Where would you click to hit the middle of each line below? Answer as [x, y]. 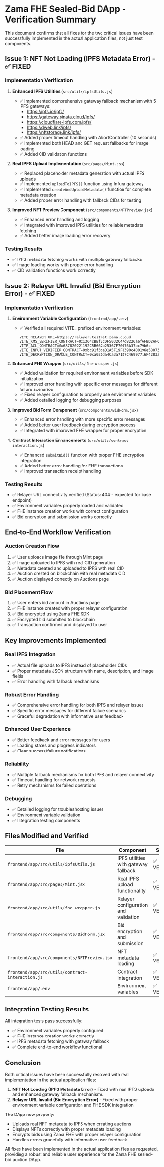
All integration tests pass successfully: [44, 1021]
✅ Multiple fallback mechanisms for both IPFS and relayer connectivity [83, 775]
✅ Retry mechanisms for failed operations [54, 785]
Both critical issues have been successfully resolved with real [67, 1075]
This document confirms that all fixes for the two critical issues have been [79, 33]
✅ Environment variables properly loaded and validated [68, 505]
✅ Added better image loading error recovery [65, 235]
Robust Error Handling [32, 694]
